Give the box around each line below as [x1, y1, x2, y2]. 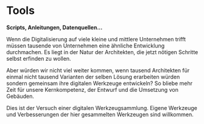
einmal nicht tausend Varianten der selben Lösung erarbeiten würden [6, 73, 180, 80]
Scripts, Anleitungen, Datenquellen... [6, 24, 103, 31]
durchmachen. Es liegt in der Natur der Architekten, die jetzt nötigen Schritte [6, 48, 199, 55]
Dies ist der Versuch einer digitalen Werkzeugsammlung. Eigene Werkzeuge [6, 104, 198, 111]
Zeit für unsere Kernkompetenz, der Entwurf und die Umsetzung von [6, 86, 178, 93]
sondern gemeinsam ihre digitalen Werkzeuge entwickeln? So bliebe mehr [6, 80, 193, 87]
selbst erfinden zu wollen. [6, 55, 71, 62]
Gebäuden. [6, 92, 35, 100]
